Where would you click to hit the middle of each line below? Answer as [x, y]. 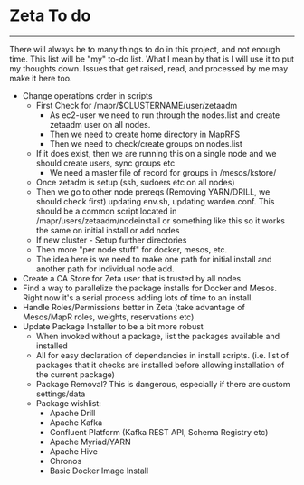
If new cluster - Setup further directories [111, 240]
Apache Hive [73, 451]
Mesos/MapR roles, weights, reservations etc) [108, 317]
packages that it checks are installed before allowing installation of [160, 365]
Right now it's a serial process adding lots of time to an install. [138, 297]
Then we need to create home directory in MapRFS [145, 134]
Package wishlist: [68, 403]
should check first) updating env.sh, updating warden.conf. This [155, 201]
